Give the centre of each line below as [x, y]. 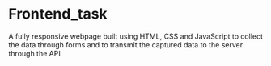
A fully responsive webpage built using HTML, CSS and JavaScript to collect [136, 36]
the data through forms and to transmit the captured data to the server [126, 44]
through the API [34, 53]
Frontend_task [58, 14]
